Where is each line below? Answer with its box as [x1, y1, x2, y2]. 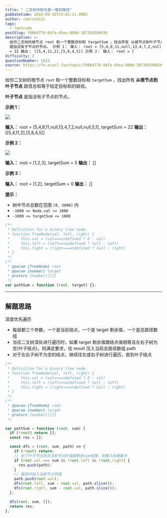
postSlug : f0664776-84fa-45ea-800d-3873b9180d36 [5, 30, 108, 35]
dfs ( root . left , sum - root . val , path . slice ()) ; [14, 481, 114, 486]
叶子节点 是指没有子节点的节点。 [5, 94, 72, 100]
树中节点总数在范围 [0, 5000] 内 [12, 202, 79, 208]
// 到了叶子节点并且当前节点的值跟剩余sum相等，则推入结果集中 [14, 453, 128, 458]
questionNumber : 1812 [5, 58, 50, 63]
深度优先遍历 [5, 316, 31, 322]
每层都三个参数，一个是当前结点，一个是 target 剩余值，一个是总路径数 [12, 327, 158, 333]
